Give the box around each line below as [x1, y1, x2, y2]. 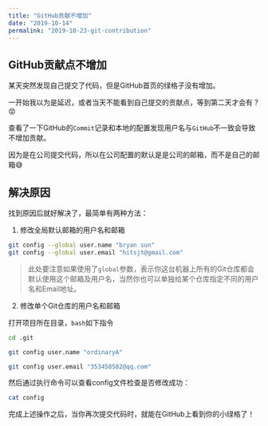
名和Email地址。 [27, 284, 81, 294]
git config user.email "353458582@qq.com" [8, 362, 152, 371]
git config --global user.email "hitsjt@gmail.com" [8, 248, 183, 256]
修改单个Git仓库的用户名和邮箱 [19, 301, 121, 310]
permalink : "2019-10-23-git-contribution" [8, 26, 152, 34]
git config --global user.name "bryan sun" [8, 241, 156, 249]
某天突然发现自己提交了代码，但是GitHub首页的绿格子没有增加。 [8, 81, 220, 90]
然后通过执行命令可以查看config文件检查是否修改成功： [8, 378, 190, 388]
